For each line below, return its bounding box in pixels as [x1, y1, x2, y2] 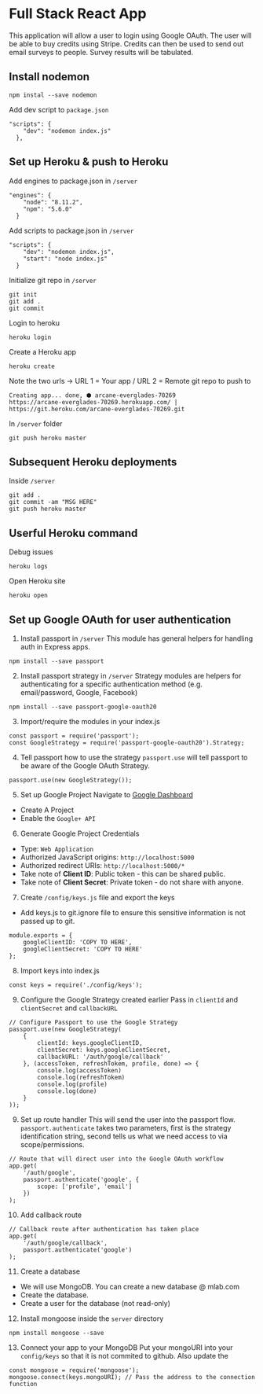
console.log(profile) [37, 1080, 108, 1088]
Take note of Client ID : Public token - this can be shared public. [20, 870, 226, 878]
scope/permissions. [20, 1140, 85, 1149]
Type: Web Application [20, 844, 93, 853]
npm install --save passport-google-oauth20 [9, 703, 157, 711]
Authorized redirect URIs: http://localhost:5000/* [20, 861, 185, 870]
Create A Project [20, 805, 74, 815]
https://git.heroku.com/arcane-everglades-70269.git [9, 405, 185, 413]
